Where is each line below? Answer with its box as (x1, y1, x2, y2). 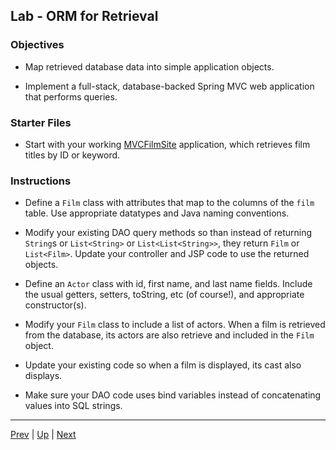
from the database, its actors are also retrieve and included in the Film (24, 329, 315, 341)
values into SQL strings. (24, 400, 123, 412)
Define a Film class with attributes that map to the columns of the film (24, 197, 315, 209)
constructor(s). (24, 299, 87, 311)
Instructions (10, 174, 72, 188)
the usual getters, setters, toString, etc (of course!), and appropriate (24, 289, 305, 301)
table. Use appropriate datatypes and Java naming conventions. (24, 207, 290, 219)
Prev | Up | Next (10, 429, 77, 441)
